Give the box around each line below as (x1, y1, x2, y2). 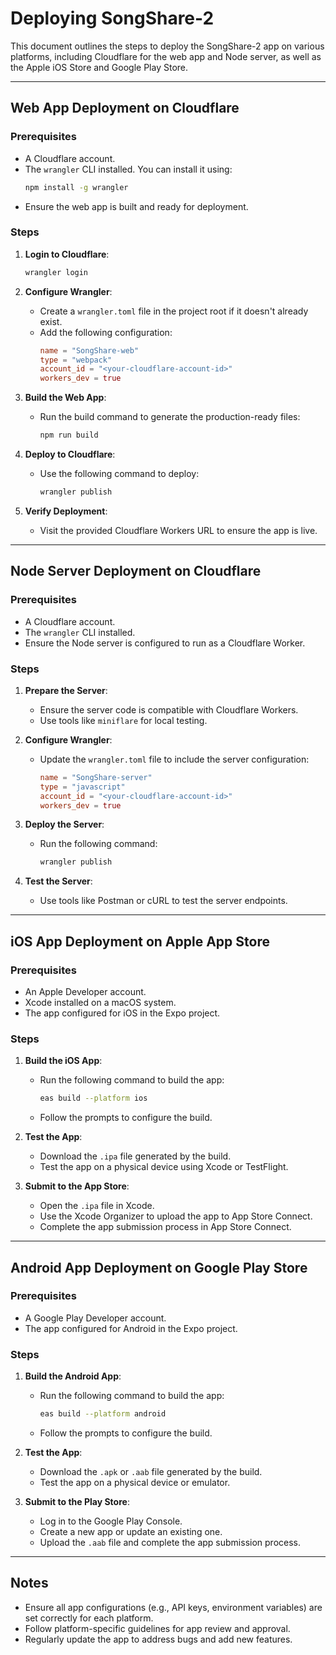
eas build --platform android (39, 1409, 167, 1419)
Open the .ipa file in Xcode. (39, 1200, 155, 1212)
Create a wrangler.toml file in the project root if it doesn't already (39, 305, 309, 317)
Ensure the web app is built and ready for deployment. (24, 200, 249, 212)
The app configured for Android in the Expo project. (24, 1322, 238, 1334)
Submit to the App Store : (24, 1180, 130, 1192)
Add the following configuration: (39, 326, 173, 338)
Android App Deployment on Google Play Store (10, 1259, 308, 1276)
